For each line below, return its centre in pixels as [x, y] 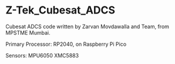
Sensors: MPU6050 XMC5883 [42, 55]
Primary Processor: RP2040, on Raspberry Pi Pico [66, 44]
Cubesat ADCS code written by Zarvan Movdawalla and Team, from [87, 26]
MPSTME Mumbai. [28, 32]
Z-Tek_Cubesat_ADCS [60, 10]
